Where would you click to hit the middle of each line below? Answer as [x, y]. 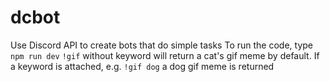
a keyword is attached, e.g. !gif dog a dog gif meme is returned [142, 66]
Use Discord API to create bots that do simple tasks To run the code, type [161, 45]
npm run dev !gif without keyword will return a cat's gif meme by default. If [165, 55]
